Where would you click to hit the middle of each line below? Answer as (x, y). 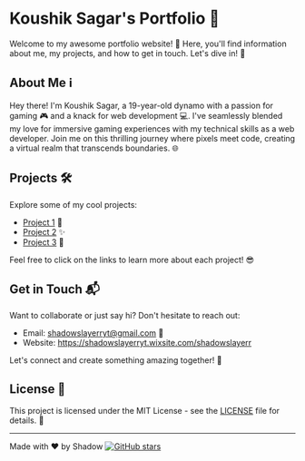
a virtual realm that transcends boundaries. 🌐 (94, 148)
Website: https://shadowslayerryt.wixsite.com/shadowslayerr (137, 343)
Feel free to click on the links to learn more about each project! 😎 (132, 260)
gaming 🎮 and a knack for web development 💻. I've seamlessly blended (146, 115)
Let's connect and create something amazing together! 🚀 (116, 360)
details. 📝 (27, 420)
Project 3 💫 (44, 242)
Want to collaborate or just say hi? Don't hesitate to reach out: (125, 316)
